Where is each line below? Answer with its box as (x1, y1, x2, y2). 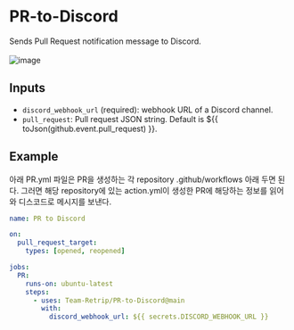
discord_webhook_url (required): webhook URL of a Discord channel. (21, 104, 274, 115)
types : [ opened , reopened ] (25, 247, 126, 256)
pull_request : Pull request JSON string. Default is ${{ (21, 113, 218, 124)
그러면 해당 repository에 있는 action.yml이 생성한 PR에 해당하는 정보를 (20, 185, 268, 195)
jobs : (9, 263, 29, 272)
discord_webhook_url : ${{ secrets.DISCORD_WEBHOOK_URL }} (48, 312, 269, 322)
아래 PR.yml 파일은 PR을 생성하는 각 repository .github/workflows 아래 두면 (9, 174, 276, 185)
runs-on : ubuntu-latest (25, 279, 114, 288)
